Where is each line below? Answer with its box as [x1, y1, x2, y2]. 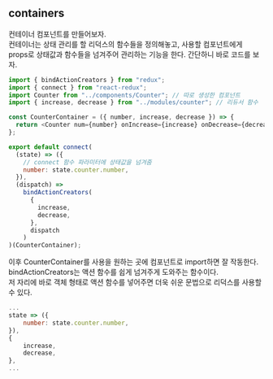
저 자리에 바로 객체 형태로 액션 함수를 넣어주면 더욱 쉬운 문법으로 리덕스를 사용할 [8, 277, 262, 287]
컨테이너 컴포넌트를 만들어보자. [8, 28, 107, 39]
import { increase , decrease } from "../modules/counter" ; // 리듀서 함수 [8, 98, 258, 107]
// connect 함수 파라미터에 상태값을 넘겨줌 [23, 158, 153, 166]
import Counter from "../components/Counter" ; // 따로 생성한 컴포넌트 [8, 91, 241, 99]
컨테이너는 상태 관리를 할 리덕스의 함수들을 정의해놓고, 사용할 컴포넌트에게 [8, 39, 243, 49]
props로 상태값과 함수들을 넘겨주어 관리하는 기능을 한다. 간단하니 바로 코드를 [8, 49, 251, 59]
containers [8, 7, 65, 20]
